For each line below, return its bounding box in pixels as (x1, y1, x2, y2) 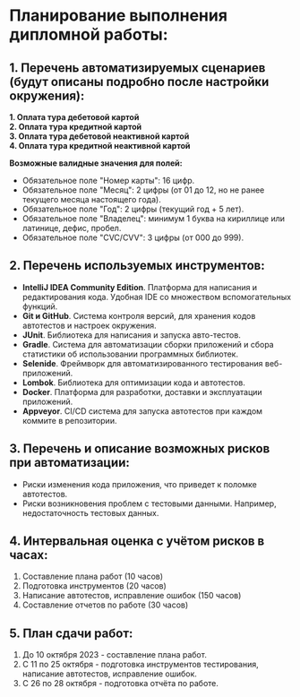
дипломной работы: (9, 24, 168, 45)
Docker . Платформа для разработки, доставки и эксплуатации (21, 386, 262, 397)
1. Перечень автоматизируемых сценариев (9, 60, 266, 75)
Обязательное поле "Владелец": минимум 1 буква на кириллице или (21, 213, 285, 224)
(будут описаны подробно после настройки (9, 73, 270, 90)
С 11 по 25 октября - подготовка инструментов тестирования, (21, 659, 259, 670)
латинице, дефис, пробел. (21, 223, 122, 233)
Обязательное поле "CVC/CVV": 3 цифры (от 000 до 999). (21, 232, 244, 243)
